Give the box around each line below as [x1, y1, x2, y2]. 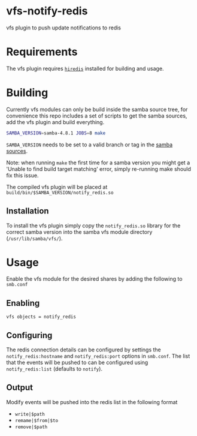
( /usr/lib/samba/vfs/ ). [6, 234, 63, 242]
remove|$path [14, 424, 48, 430]
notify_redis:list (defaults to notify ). [6, 365, 103, 372]
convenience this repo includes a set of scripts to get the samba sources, [6, 112, 187, 119]
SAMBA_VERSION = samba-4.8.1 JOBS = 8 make [6, 130, 106, 136]
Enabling [6, 298, 40, 308]
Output [6, 383, 33, 393]
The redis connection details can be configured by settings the [6, 346, 162, 353]
